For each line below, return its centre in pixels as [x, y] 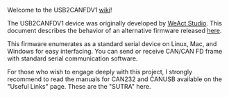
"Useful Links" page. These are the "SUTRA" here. [79, 86]
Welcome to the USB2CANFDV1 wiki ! [60, 10]
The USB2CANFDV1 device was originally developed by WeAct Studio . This [114, 23]
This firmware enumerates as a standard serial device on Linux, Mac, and [112, 44]
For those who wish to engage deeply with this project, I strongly [100, 72]
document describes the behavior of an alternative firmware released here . [114, 31]
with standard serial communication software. [73, 58]
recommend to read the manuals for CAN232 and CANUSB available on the [114, 79]
